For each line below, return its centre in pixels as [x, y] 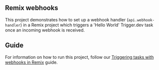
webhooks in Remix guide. [31, 62]
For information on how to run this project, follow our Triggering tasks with [79, 57]
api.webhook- [141, 20]
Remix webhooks [32, 8]
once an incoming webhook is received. [45, 30]
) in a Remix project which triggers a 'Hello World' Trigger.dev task [87, 25]
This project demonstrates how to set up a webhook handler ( [67, 19]
